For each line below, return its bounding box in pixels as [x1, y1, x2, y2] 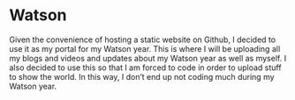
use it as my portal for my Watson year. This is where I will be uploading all [9, 43, 281, 54]
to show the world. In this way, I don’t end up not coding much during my [9, 71, 276, 82]
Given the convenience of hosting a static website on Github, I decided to [9, 34, 276, 45]
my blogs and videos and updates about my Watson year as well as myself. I [9, 53, 287, 63]
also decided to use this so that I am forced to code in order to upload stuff [9, 62, 282, 73]
